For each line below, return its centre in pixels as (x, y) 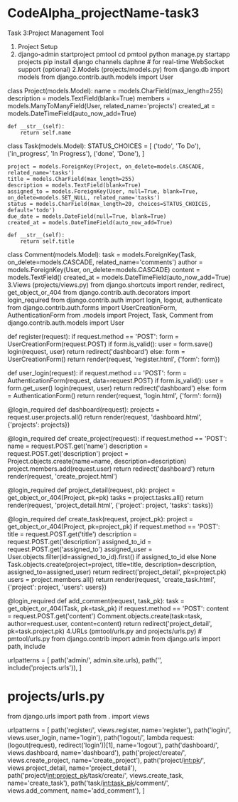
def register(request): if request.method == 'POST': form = (93, 336)
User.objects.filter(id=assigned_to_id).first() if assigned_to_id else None (112, 556)
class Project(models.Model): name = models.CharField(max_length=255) (115, 90)
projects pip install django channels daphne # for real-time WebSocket (121, 61)
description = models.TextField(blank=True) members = (89, 98)
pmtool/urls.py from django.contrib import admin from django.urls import (114, 638)
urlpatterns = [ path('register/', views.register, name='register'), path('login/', (119, 730)
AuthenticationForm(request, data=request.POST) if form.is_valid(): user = (116, 380)
